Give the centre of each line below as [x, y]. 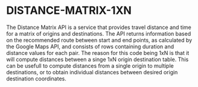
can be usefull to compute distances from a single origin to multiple [90, 66]
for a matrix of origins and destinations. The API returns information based [99, 33]
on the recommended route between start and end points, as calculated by [99, 40]
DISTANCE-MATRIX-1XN [69, 11]
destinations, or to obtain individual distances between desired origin [92, 72]
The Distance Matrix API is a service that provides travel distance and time [99, 27]
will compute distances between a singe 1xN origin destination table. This [97, 59]
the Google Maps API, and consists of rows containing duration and [90, 47]
